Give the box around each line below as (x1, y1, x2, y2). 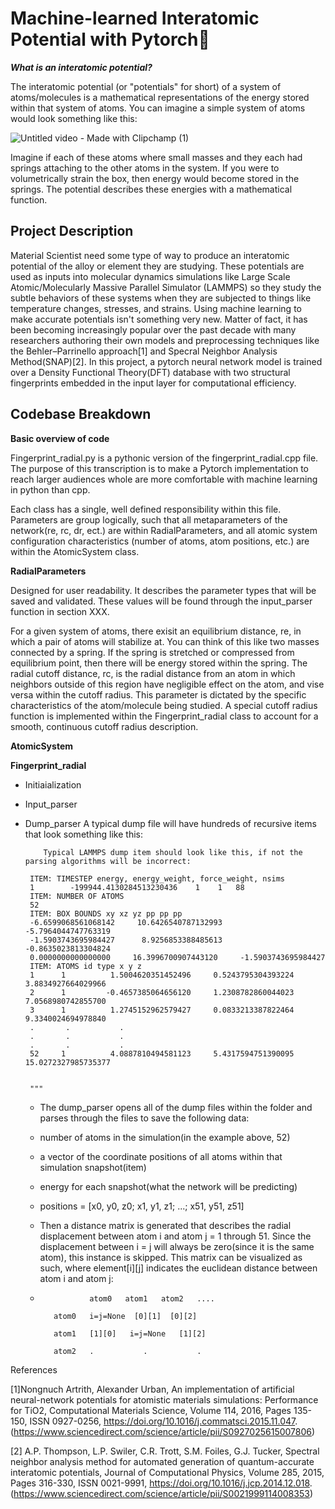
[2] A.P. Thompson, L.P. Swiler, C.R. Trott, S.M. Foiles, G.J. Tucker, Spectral (10, 1445, 320, 1457)
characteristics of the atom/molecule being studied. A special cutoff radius (10, 699, 318, 711)
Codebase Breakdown (10, 406, 152, 423)
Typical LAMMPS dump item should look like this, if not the (43, 847, 303, 857)
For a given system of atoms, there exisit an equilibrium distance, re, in (10, 625, 302, 637)
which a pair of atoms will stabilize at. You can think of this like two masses (10, 635, 320, 647)
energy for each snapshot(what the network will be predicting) (39, 1180, 298, 1192)
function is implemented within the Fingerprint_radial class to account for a (10, 710, 319, 722)
